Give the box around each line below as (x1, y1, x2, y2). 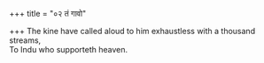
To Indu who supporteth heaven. (9, 45, 128, 54)
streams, (9, 35, 42, 45)
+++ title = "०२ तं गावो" (9, 9, 87, 18)
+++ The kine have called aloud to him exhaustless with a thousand (9, 26, 255, 36)
